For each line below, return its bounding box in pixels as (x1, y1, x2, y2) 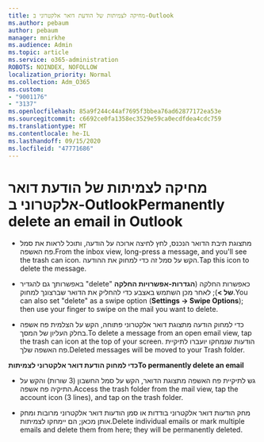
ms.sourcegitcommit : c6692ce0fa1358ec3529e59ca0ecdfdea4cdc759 (8, 115, 222, 123)
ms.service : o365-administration (8, 56, 119, 64)
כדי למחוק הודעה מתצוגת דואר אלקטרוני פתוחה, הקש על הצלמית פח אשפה (19, 320, 244, 329)
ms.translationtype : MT (8, 122, 87, 130)
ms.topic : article (8, 48, 69, 56)
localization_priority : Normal (8, 71, 112, 79)
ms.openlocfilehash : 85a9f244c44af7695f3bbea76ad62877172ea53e (8, 108, 222, 116)
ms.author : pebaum (8, 19, 69, 27)
